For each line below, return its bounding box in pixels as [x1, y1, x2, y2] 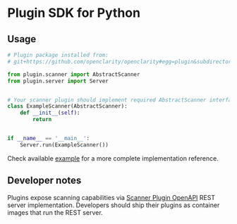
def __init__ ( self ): [20, 109, 80, 117]
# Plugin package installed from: [7, 51, 109, 58]
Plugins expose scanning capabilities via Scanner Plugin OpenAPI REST [7, 193, 216, 201]
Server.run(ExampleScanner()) [20, 141, 109, 149]
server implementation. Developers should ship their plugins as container [7, 201, 220, 209]
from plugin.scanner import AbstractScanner [7, 70, 140, 78]
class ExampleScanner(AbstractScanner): [7, 103, 128, 110]
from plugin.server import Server [7, 77, 109, 85]
